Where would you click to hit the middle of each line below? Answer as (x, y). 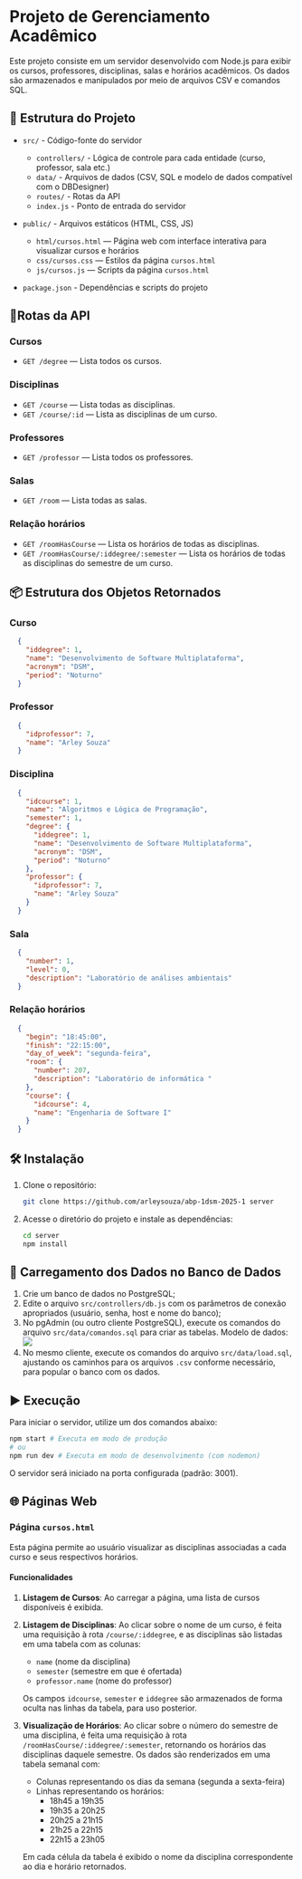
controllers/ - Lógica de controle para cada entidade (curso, (151, 158)
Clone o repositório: (59, 1184)
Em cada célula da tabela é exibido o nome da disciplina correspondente (158, 1856)
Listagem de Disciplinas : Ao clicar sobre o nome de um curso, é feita (152, 1625)
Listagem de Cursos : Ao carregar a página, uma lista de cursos (141, 1597)
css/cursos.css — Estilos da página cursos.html (126, 260)
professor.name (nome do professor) (104, 1681)
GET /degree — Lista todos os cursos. (92, 361)
